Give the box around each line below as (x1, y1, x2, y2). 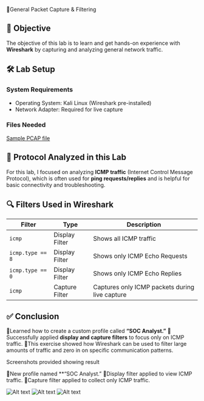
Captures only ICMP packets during (93, 283, 195, 291)
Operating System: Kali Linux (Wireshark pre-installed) (15, 99, 152, 106)
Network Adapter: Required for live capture (15, 106, 123, 113)
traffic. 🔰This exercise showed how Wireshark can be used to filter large (6, 340, 187, 348)
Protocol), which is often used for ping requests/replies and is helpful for (6, 175, 190, 182)
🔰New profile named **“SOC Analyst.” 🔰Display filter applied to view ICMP (6, 370, 192, 377)
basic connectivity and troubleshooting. (6, 181, 106, 188)
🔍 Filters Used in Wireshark (6, 200, 114, 209)
